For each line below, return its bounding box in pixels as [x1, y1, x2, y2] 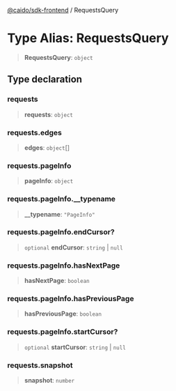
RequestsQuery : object [24, 53, 93, 61]
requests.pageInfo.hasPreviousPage [7, 294, 134, 304]
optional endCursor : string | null [24, 243, 123, 252]
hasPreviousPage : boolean [24, 309, 102, 318]
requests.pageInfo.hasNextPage [7, 261, 120, 270]
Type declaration [7, 73, 82, 86]
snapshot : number [24, 376, 75, 384]
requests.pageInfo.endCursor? [7, 227, 115, 237]
